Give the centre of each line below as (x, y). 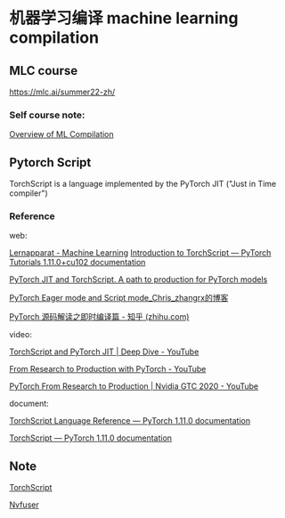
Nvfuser (24, 505)
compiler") (29, 193)
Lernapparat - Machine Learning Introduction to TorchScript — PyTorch (140, 253)
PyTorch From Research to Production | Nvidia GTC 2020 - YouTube (134, 386)
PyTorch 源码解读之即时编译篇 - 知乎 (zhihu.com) (99, 317)
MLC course (44, 71)
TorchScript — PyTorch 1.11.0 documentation (90, 438)
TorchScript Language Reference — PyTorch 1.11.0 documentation (130, 421)
